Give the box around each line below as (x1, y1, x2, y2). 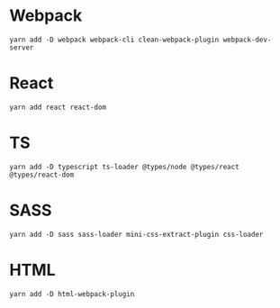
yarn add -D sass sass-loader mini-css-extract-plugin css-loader (9, 230, 264, 239)
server (9, 42, 34, 52)
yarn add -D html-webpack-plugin (9, 289, 135, 298)
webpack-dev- (222, 35, 272, 44)
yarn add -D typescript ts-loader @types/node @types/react (9, 162, 240, 171)
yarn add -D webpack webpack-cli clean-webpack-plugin (9, 35, 220, 44)
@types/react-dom (9, 170, 75, 179)
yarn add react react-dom (9, 103, 106, 112)
